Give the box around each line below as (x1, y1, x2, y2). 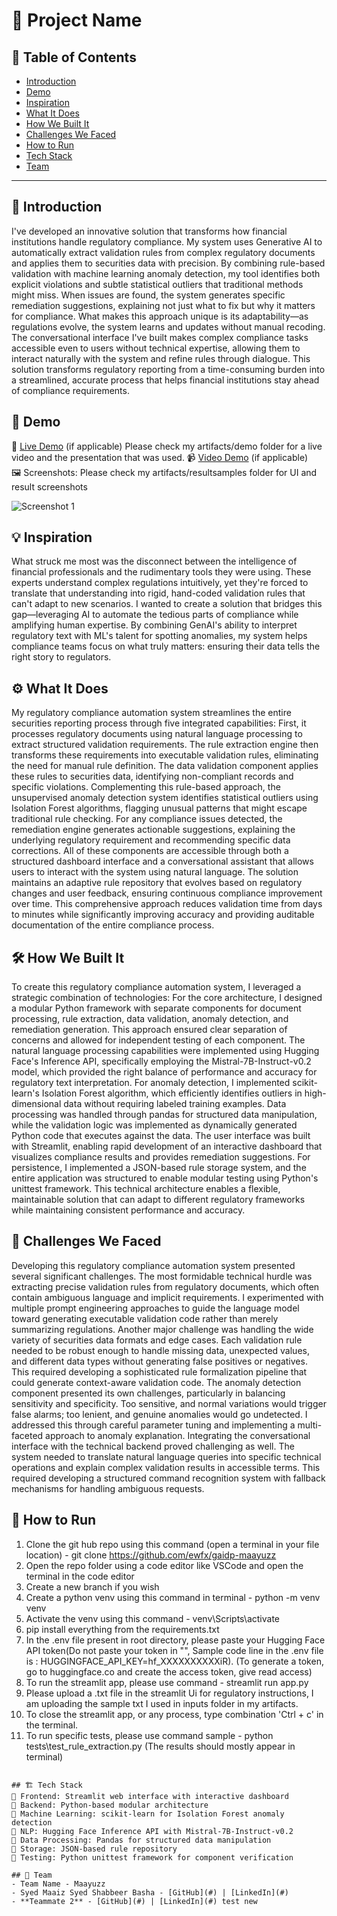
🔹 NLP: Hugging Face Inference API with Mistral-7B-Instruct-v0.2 (11, 1826, 294, 1836)
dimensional (11, 1098, 62, 1110)
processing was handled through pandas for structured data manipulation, (11, 1109, 318, 1121)
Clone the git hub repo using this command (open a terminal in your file (25, 1538, 320, 1550)
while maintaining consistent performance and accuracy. (11, 1204, 246, 1216)
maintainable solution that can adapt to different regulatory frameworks (11, 1194, 306, 1206)
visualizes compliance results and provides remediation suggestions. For (11, 1151, 311, 1163)
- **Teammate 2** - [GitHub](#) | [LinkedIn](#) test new (11, 1896, 258, 1906)
